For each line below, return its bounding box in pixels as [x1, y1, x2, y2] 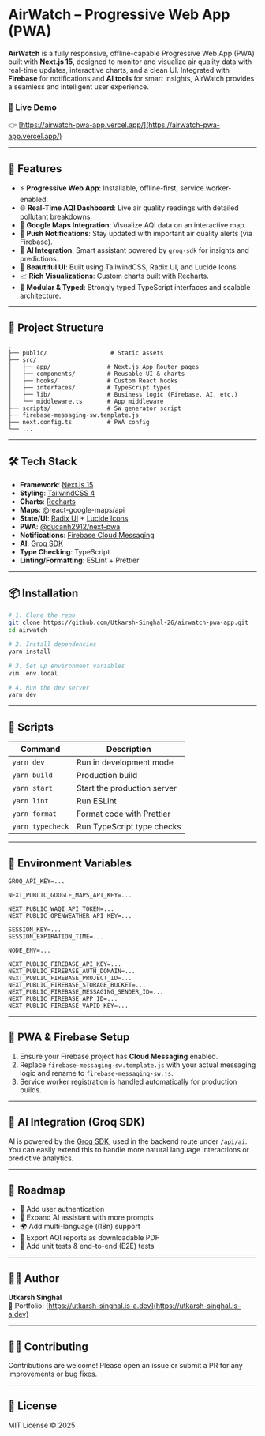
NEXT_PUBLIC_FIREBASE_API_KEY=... [8, 960, 122, 968]
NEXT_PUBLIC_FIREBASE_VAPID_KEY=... [8, 1002, 129, 1009]
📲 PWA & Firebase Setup [8, 1031, 130, 1044]
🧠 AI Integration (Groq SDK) [8, 1115, 146, 1129]
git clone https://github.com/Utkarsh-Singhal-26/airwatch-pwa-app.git [8, 618, 248, 627]
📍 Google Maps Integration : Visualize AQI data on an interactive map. [19, 220, 247, 230]
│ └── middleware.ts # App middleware [8, 397, 164, 405]
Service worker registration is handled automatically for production [19, 1077, 237, 1086]
